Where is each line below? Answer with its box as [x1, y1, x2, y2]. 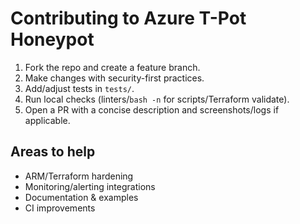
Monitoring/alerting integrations [24, 180, 156, 192]
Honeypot [10, 28, 95, 51]
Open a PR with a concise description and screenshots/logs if [24, 103, 280, 116]
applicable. [24, 114, 71, 126]
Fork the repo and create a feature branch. [24, 61, 201, 73]
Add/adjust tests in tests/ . [24, 82, 135, 94]
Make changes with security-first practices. [24, 72, 205, 84]
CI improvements [24, 202, 96, 214]
